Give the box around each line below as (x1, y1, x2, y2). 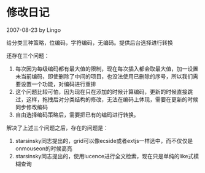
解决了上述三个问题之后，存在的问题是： (6, 124, 109, 131)
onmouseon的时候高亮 (15, 145, 72, 152)
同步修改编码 (15, 103, 48, 110)
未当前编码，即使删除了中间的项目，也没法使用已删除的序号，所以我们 (15, 72, 193, 80)
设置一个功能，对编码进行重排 (20, 80, 96, 88)
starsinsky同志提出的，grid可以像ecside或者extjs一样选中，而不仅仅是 (15, 137, 193, 144)
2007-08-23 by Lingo (6, 26, 61, 34)
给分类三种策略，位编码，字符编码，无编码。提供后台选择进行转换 (6, 39, 173, 46)
